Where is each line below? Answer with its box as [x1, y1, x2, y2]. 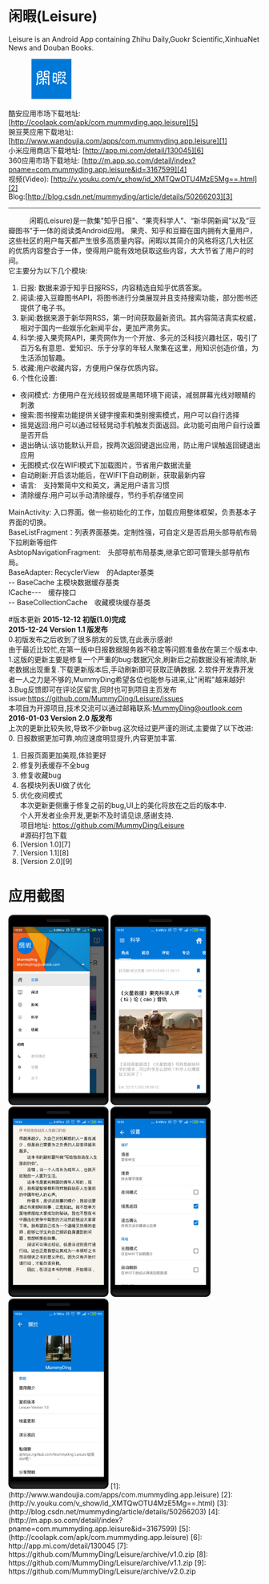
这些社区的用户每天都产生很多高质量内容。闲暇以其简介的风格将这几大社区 [8, 236, 254, 245]
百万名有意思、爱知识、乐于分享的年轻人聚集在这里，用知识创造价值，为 [19, 342, 259, 353]
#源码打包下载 [19, 830, 67, 840]
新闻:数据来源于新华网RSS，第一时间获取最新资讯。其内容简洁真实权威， [19, 313, 260, 322]
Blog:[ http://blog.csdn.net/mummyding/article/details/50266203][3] [8, 192, 233, 201]
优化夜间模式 [19, 790, 62, 800]
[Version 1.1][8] [19, 847, 70, 858]
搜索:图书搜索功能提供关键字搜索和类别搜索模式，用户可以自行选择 [19, 410, 240, 419]
